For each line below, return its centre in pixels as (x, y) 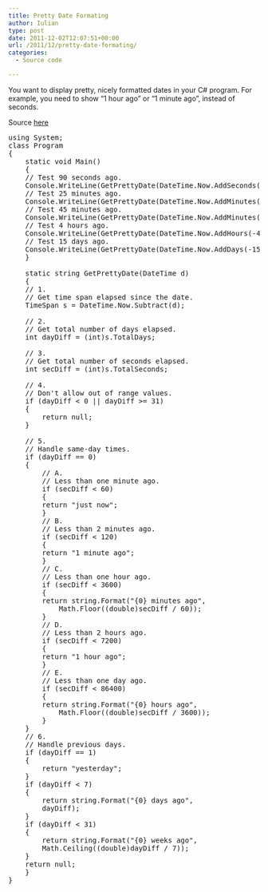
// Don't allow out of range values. (99, 393)
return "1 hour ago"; (84, 656)
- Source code (39, 61)
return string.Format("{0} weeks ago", (120, 840)
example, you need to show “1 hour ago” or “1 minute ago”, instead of (122, 98)
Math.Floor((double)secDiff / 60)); (130, 609)
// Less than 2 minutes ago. (99, 529)
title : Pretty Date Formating (59, 16)
